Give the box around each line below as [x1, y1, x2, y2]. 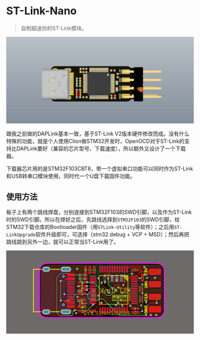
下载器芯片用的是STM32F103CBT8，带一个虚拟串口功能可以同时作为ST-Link [6, 165, 193, 172]
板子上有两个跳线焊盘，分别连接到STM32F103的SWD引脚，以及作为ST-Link [6, 209, 192, 216]
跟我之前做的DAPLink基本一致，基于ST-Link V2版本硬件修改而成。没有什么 [6, 130, 190, 137]
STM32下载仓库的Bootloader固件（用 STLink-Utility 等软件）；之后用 [6, 223, 174, 231]
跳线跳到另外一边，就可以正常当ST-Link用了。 [6, 238, 119, 245]
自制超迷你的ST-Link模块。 [20, 24, 87, 32]
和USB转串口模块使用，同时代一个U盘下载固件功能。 [6, 172, 136, 180]
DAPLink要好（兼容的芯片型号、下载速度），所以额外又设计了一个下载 [16, 145, 186, 152]
